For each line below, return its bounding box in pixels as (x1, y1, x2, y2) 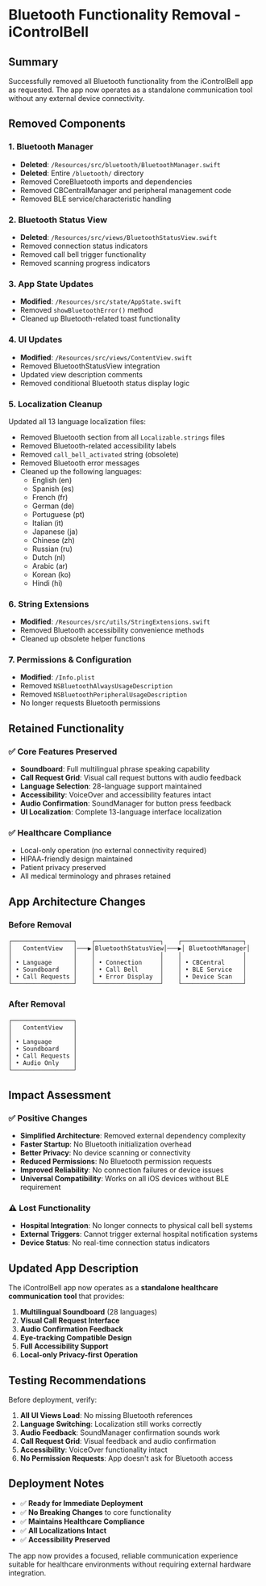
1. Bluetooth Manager (8, 141, 94, 153)
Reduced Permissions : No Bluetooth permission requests (19, 1157, 212, 1167)
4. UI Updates (8, 334, 63, 345)
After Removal (8, 999, 66, 1010)
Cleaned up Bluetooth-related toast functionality (19, 313, 181, 324)
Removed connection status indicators (19, 241, 148, 250)
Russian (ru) (31, 544, 73, 553)
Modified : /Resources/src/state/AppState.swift (19, 297, 182, 306)
